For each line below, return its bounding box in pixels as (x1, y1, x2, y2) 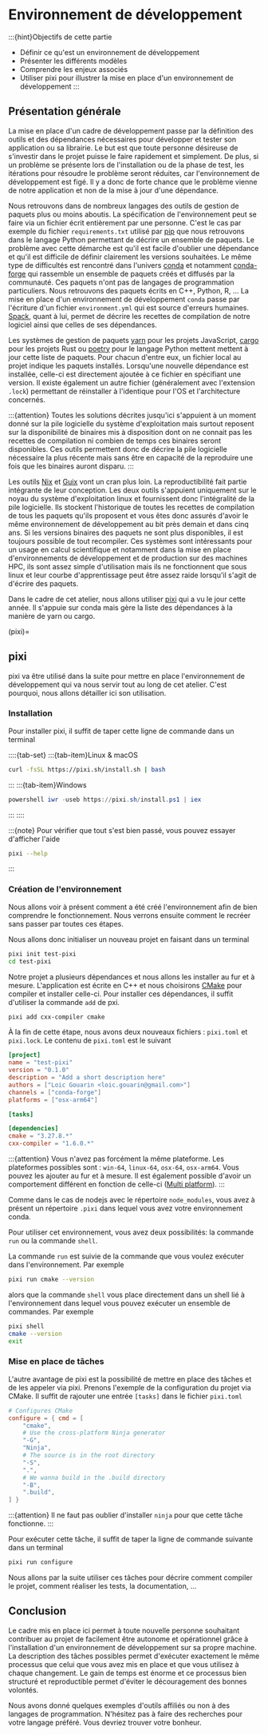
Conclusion (8, 1605, 67, 1618)
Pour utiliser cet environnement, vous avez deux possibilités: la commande (8, 1227, 254, 1237)
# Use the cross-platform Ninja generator (22, 1429, 166, 1437)
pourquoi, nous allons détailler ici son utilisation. (8, 688, 167, 697)
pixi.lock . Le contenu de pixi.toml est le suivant (8, 1035, 171, 1045)
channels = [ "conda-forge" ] (8, 1088, 102, 1096)
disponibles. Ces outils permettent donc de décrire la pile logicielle (8, 444, 227, 453)
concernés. (8, 394, 46, 405)
